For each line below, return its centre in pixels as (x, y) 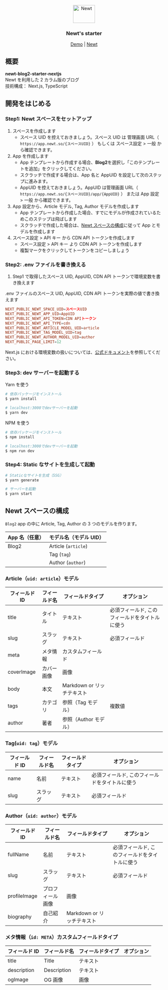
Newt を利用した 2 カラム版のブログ (42, 80)
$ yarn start (19, 494)
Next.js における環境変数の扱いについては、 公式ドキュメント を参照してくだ (83, 352)
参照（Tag (74, 702)
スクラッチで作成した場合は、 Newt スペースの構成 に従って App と (88, 225)
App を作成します (30, 156)
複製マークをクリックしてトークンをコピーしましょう (75, 250)
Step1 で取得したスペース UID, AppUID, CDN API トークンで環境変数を (84, 277)
